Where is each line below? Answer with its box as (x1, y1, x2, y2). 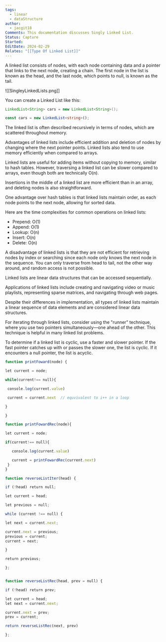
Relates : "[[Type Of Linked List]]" (5, 48, 81, 53)
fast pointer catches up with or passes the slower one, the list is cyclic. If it (5, 345, 157, 351)
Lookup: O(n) (12, 229, 40, 235)
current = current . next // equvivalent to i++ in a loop (7, 395, 129, 400)
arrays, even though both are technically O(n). (5, 170, 99, 176)
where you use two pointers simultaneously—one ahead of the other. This (5, 324, 156, 330)
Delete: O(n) (12, 240, 38, 246)
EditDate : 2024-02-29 (5, 44, 50, 49)
